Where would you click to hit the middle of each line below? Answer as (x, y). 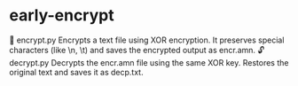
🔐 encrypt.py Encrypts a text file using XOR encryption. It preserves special (147, 40)
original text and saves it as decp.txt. (76, 72)
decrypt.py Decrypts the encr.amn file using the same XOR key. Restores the (149, 62)
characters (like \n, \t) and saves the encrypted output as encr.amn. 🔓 (137, 50)
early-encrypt (62, 16)
